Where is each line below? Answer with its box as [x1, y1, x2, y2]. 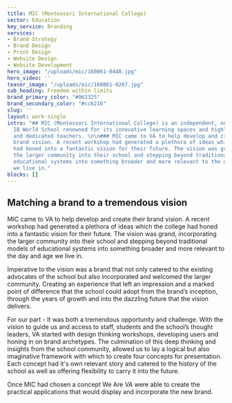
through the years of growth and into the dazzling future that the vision [7, 295, 209, 303]
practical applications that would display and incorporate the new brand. [7, 388, 213, 396]
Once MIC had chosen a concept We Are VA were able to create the [7, 380, 200, 388]
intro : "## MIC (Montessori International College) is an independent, [7, 119, 217, 127]
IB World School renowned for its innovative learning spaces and [13, 126, 209, 133]
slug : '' [7, 107, 32, 114]
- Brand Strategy [7, 36, 57, 43]
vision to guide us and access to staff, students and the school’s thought [7, 323, 213, 331]
